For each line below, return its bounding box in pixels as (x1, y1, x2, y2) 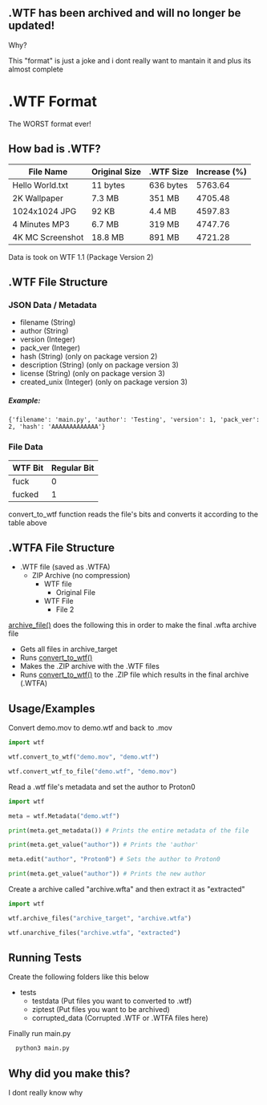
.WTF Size (148, 166, 189, 177)
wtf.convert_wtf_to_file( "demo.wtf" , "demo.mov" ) (8, 767, 178, 775)
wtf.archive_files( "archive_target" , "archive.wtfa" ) (8, 914, 192, 922)
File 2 (55, 605, 75, 614)
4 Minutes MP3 (12, 218, 71, 229)
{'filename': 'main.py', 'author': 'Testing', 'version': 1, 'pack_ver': (8, 416, 261, 424)
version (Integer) (19, 334, 76, 344)
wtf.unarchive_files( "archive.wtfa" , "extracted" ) (8, 929, 181, 937)
